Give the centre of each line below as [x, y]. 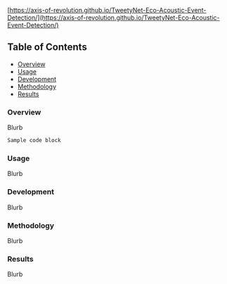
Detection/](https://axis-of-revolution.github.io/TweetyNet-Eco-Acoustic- [113, 18]
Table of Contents [47, 47]
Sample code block [34, 141]
